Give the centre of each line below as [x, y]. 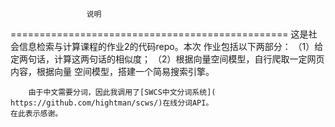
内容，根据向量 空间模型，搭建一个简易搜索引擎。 [112, 71]
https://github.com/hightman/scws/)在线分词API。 [112, 103]
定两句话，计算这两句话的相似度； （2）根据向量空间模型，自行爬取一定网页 [167, 59]
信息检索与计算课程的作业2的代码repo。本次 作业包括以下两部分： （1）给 [171, 46]
